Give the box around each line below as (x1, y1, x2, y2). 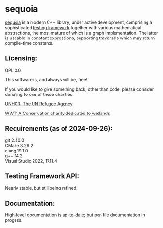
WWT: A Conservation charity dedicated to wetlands (5, 110, 110, 116)
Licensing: (5, 55, 38, 63)
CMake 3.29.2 (5, 142, 33, 148)
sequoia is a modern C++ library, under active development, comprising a (5, 19, 152, 25)
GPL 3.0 (5, 67, 21, 73)
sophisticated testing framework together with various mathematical (5, 24, 142, 30)
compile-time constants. (5, 40, 54, 46)
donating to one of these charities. (5, 91, 74, 97)
